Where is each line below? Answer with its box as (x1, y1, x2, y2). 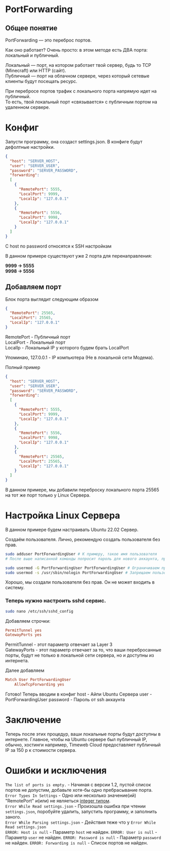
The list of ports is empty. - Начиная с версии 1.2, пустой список (5, 781, 151, 788)
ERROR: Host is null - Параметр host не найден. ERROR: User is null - (5, 829, 157, 835)
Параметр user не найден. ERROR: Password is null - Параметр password (5, 834, 161, 840)
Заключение (5, 714, 62, 726)
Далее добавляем (5, 667, 45, 674)
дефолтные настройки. (5, 144, 55, 150)
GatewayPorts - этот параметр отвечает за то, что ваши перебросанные (5, 647, 162, 653)
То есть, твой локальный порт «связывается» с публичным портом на (5, 99, 158, 105)
